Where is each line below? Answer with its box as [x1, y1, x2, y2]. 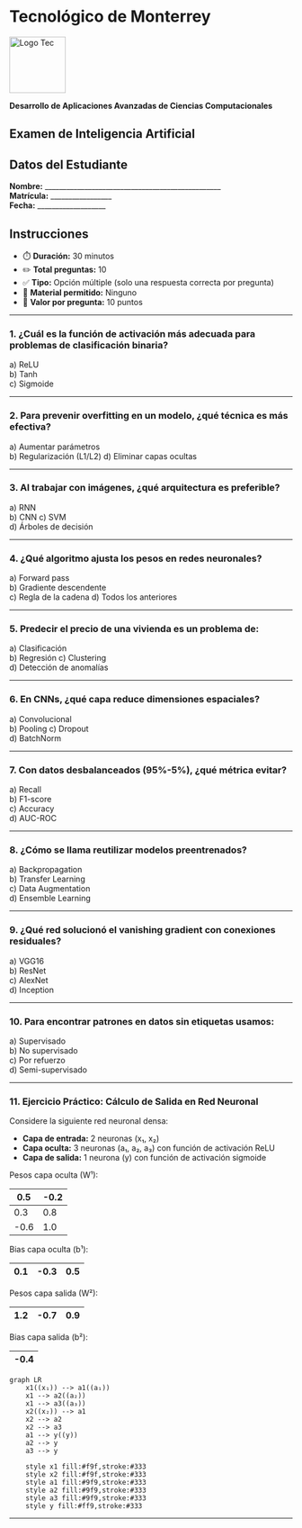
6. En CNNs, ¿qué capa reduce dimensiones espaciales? [9, 693, 261, 706]
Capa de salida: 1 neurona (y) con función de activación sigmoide [22, 1153, 267, 1163]
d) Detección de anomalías [9, 662, 109, 673]
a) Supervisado [9, 1035, 66, 1046]
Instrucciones [9, 226, 89, 241]
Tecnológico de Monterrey [9, 6, 211, 27]
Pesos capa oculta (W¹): [9, 1170, 99, 1180]
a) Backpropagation [9, 864, 83, 875]
